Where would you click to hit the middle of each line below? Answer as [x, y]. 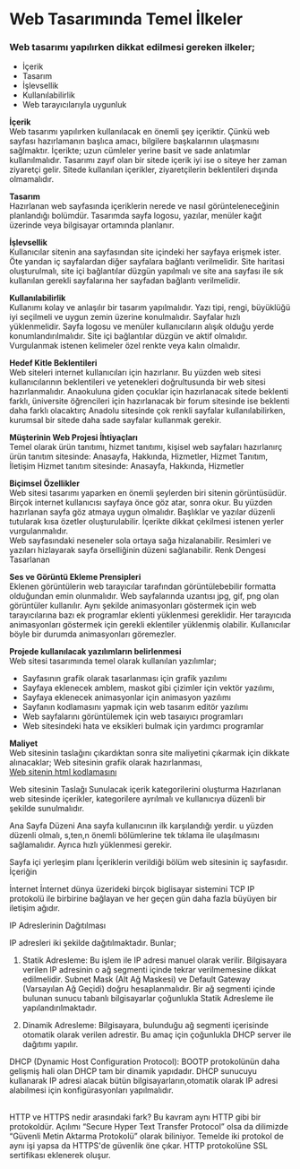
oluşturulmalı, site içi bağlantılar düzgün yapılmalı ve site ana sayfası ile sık [146, 271]
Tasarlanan [30, 559]
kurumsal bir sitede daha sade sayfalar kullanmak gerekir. [116, 420]
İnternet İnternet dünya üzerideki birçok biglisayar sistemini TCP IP [132, 889]
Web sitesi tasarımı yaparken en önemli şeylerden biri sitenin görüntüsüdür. [148, 493]
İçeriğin [23, 872]
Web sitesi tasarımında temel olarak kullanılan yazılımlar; [113, 661]
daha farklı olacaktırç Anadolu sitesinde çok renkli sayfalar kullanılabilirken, [147, 411]
